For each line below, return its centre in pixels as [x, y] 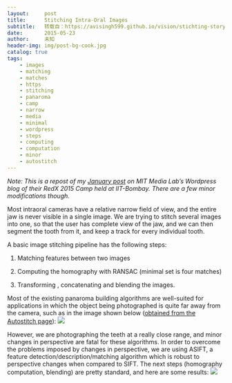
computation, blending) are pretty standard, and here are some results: [108, 372]
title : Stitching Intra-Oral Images [68, 20]
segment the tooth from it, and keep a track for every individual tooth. [106, 231]
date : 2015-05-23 [41, 33]
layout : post [32, 13]
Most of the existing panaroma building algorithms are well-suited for [105, 298]
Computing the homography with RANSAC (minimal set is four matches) [119, 271]
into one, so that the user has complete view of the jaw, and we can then [110, 224]
